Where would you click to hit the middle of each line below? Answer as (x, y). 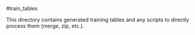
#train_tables (22, 8)
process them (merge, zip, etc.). (45, 26)
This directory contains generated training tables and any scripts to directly (98, 20)
